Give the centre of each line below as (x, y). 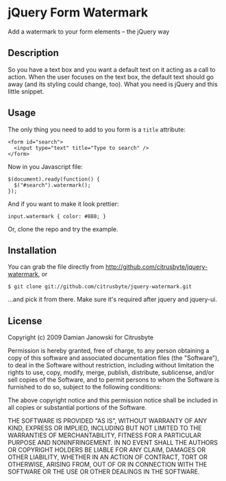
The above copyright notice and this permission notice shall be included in (113, 400)
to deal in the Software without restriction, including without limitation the (111, 365)
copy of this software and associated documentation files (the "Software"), (114, 358)
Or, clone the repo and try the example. (63, 229)
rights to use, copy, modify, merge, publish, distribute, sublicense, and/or (111, 373)
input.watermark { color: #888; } (57, 216)
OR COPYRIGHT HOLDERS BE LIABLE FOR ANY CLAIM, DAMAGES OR (107, 450)
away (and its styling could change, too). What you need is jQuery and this (113, 84)
